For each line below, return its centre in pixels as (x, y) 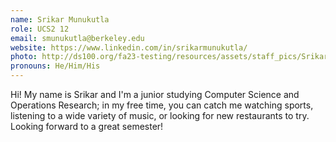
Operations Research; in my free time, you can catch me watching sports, (162, 105)
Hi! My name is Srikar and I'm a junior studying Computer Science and (155, 94)
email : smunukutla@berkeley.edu (77, 38)
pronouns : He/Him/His (55, 66)
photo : (24, 57)
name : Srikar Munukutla (60, 19)
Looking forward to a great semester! (87, 126)
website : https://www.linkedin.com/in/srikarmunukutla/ (129, 47)
